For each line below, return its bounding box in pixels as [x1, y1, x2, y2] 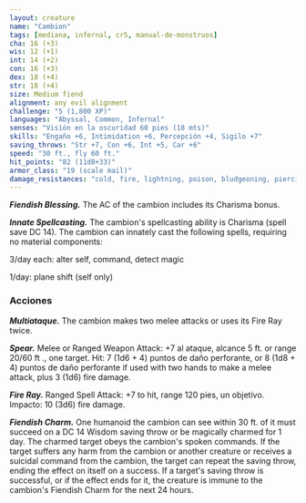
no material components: [9, 236, 103, 247]
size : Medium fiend [9, 89, 84, 98]
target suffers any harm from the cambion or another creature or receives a [9, 446, 292, 457]
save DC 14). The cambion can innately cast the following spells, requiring [9, 227, 287, 238]
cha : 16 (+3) [9, 38, 59, 48]
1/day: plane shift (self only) [9, 272, 114, 282]
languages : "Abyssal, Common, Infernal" [9, 115, 166, 124]
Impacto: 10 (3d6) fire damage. [9, 398, 126, 410]
